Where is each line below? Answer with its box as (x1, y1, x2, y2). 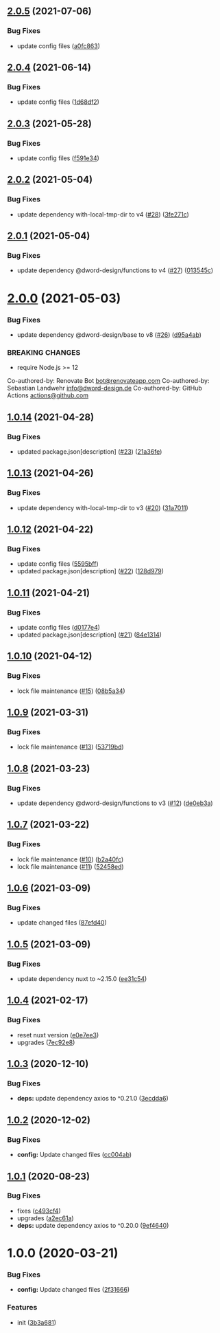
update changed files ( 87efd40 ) (16, 918, 108, 927)
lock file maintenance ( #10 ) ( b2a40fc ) (16, 855, 124, 863)
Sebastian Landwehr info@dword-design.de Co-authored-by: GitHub (7, 384, 202, 393)
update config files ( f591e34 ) (16, 154, 99, 162)
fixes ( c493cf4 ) (16, 1207, 61, 1215)
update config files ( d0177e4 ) (16, 623, 101, 631)
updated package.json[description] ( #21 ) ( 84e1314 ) (16, 630, 162, 639)
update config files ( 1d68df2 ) (16, 98, 99, 106)
